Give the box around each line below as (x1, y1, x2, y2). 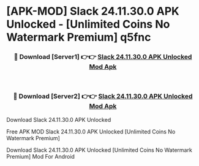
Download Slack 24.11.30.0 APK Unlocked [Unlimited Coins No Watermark (6, 146, 193, 154)
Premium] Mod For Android (6, 153, 75, 160)
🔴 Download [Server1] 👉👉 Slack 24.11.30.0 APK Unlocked (13, 53, 192, 61)
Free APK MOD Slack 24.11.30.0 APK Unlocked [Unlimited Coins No (6, 127, 176, 135)
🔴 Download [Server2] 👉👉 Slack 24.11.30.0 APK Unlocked (13, 92, 193, 100)
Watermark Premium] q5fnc (6, 31, 151, 44)
